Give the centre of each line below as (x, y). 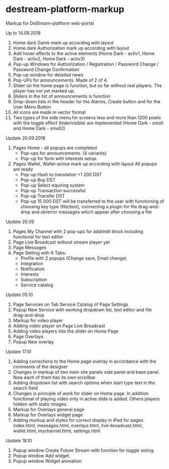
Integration (32, 263)
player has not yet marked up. (44, 91)
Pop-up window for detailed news (48, 74)
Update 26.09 (20, 221)
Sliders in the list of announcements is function (62, 96)
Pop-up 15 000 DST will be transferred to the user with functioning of (92, 201)
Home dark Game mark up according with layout (63, 43)
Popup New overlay (33, 342)
